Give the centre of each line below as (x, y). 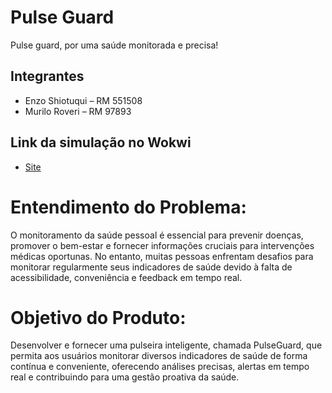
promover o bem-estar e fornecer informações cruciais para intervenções (162, 245)
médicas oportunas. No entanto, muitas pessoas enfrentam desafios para (162, 256)
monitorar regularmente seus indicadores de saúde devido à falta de (151, 267)
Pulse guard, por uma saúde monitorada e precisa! (114, 45)
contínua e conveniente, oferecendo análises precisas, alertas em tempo (160, 367)
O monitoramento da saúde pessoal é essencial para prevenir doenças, (157, 235)
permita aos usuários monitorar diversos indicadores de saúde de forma (159, 356)
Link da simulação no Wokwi (101, 142)
